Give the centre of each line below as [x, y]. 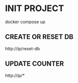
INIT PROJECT [35, 8]
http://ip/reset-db [22, 48]
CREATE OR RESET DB [39, 37]
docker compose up [25, 22]
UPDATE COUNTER [35, 64]
